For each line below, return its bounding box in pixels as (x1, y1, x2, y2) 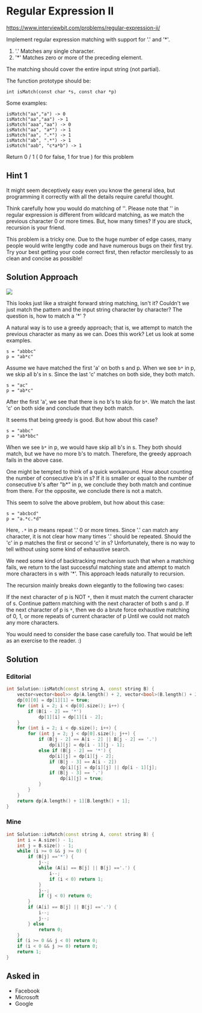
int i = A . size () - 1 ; (17, 837, 74, 843)
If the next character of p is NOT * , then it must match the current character (6, 593, 194, 600)
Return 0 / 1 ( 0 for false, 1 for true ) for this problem (6, 153, 134, 160)
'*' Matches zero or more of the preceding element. (14, 54, 143, 61)
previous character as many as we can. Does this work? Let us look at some (6, 330, 194, 338)
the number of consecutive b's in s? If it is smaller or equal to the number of (6, 474, 194, 482)
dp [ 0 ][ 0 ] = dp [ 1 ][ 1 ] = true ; (17, 697, 90, 703)
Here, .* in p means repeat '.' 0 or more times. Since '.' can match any (6, 526, 179, 533)
